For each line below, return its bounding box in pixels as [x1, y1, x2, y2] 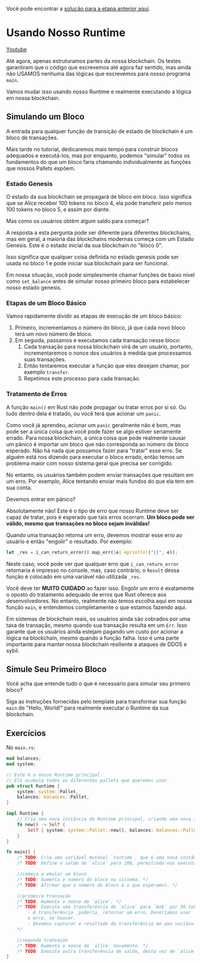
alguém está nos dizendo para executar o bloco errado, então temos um [6, 453, 184, 460]
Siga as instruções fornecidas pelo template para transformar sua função [6, 698, 187, 705]
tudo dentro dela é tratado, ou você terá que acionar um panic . [6, 410, 161, 417]
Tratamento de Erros [6, 390, 68, 398]
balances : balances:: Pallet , [17, 794, 90, 800]
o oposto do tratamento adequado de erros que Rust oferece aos [6, 590, 167, 598]
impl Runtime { [6, 811, 44, 817]
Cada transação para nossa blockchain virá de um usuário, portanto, [23, 343, 193, 351]
